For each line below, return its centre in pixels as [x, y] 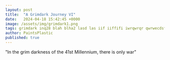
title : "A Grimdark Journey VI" [40, 14]
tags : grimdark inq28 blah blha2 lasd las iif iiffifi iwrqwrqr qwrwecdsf [86, 28]
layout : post [19, 10]
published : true [22, 38]
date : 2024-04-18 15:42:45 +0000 [43, 19]
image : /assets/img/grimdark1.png [42, 24]
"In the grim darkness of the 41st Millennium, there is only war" [71, 52]
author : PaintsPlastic [29, 33]
